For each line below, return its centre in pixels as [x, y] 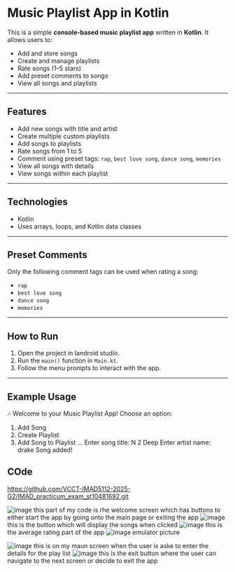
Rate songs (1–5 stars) [49, 68]
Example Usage [42, 396]
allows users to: [30, 39]
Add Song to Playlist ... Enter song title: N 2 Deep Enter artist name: [114, 442]
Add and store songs [48, 53]
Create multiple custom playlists [64, 136]
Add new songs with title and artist [67, 128]
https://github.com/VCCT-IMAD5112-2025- [69, 489]
